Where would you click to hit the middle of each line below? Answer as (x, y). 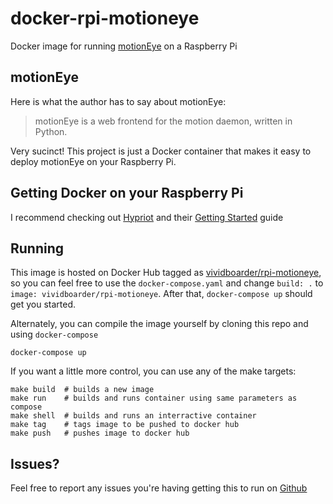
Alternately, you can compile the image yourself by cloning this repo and (159, 324)
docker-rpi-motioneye (105, 18)
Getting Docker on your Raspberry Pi (127, 193)
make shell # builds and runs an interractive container (133, 416)
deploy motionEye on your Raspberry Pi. (93, 161)
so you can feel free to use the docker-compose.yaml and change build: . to (167, 283)
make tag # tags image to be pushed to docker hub (125, 425)
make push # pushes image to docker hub (100, 433)
